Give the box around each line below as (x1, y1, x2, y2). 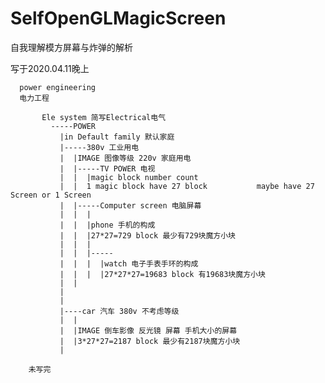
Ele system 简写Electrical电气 (41, 112, 167, 122)
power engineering (19, 82, 97, 92)
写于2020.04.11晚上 (10, 62, 90, 74)
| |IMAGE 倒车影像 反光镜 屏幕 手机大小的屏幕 (59, 325, 238, 336)
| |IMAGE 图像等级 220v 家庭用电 (59, 153, 192, 163)
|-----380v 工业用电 (59, 142, 140, 152)
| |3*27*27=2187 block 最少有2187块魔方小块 (59, 336, 241, 346)
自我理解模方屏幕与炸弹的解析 (10, 41, 133, 53)
